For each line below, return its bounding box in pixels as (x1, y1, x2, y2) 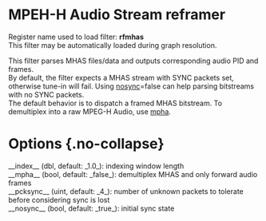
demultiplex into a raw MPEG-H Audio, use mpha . (8, 106, 172, 116)
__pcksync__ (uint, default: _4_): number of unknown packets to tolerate (8, 186, 244, 196)
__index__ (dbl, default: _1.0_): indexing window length (8, 161, 185, 171)
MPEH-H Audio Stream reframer (8, 6, 226, 24)
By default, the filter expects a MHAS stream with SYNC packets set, (8, 73, 234, 82)
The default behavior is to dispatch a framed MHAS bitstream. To (8, 98, 222, 108)
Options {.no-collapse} (8, 135, 165, 153)
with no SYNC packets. (8, 89, 85, 99)
